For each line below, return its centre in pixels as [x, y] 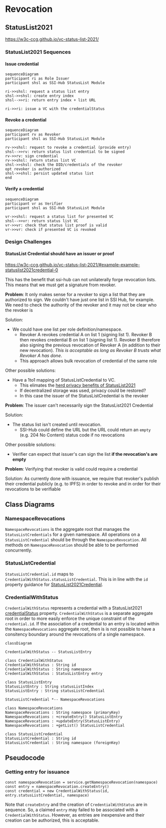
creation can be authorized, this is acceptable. [52, 820]
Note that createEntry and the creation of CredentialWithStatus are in [76, 804]
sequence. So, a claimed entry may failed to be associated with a [72, 810]
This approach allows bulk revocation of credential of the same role [88, 361]
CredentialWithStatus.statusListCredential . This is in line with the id [77, 579]
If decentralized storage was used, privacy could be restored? [83, 390]
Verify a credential [24, 188]
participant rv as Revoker [33, 134]
